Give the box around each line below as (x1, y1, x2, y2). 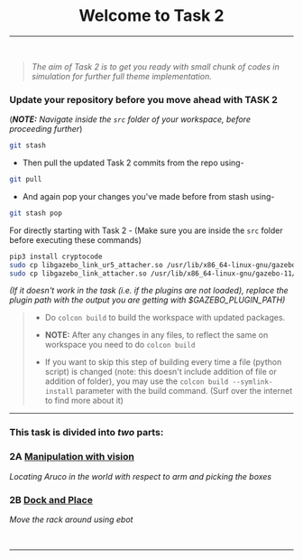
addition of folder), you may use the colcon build (44, 376, 229, 387)
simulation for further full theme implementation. (31, 70, 212, 81)
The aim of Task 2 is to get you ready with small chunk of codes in (31, 61, 280, 72)
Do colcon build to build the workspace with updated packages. (44, 313, 286, 323)
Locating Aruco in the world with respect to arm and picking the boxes (9, 471, 272, 481)
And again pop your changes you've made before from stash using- (22, 191, 275, 201)
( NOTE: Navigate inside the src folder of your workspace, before (9, 114, 251, 125)
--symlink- (232, 378, 273, 387)
